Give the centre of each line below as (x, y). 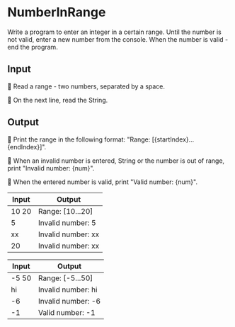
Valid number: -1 (67, 312)
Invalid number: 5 (67, 222)
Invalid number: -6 (69, 301)
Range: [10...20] (65, 211)
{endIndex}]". (27, 147)
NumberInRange (57, 12)
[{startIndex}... (173, 139)
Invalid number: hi (68, 289)
